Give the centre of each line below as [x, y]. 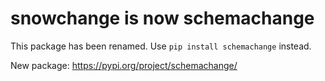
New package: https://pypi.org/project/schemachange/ [124, 65]
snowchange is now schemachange [162, 18]
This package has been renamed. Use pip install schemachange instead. [161, 46]
